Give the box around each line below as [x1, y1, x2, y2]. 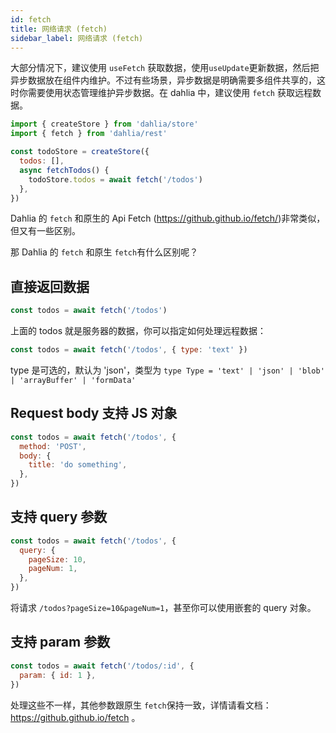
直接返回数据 [10, 278, 90, 295]
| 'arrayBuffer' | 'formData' [10, 375, 137, 385]
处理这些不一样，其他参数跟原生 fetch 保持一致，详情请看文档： [10, 699, 272, 711]
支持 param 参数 [10, 634, 111, 651]
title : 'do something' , [28, 460, 128, 470]
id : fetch [10, 14, 52, 25]
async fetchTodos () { [19, 165, 110, 175]
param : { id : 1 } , [19, 670, 97, 680]
